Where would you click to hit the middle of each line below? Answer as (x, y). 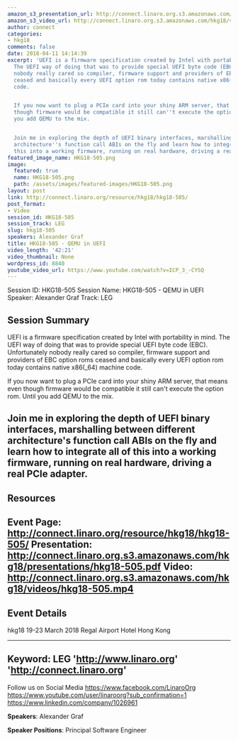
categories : (25, 34)
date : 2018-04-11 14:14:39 (47, 54)
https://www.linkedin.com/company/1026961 (73, 702)
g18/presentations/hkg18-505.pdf (84, 567)
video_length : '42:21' (41, 250)
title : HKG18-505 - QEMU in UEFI (57, 244)
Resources (32, 498)
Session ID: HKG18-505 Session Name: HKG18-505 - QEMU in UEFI (106, 290)
